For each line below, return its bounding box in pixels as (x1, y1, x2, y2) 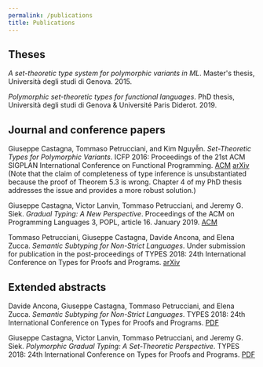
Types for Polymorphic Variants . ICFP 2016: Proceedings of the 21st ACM (8, 152, 246, 162)
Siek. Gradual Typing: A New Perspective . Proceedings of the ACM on (8, 209, 236, 219)
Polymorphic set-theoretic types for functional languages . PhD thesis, (8, 92, 236, 102)
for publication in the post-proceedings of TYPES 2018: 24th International (8, 249, 246, 259)
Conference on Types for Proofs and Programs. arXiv (8, 258, 181, 267)
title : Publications (8, 19, 76, 27)
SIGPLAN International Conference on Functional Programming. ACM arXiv (8, 161, 250, 170)
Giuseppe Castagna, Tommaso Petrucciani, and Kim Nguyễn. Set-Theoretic (8, 144, 252, 154)
